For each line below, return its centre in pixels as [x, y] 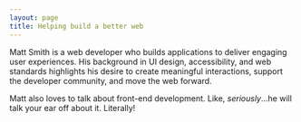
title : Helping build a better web [77, 26]
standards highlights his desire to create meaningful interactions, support [146, 71]
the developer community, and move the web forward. [111, 80]
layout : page [34, 18]
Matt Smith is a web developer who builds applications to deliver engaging [148, 52]
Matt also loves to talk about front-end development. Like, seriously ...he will [151, 98]
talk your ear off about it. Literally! [73, 108]
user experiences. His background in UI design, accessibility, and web [141, 61]
